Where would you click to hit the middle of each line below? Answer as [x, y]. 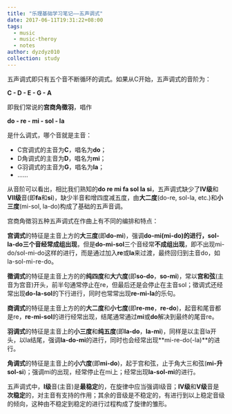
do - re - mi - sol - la [36, 121]
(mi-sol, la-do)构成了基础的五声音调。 [73, 206]
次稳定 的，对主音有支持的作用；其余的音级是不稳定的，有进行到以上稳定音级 [116, 395]
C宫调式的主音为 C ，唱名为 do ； [62, 150]
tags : [15, 26]
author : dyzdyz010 [33, 52]
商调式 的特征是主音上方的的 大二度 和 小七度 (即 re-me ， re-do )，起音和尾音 [111, 308]
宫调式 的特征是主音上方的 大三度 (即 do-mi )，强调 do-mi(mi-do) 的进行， [108, 235]
